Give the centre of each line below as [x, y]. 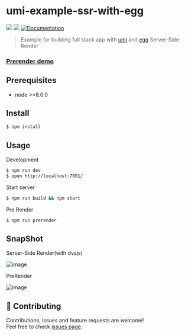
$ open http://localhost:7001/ [45, 176]
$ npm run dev [24, 171]
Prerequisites [31, 80]
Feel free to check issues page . [44, 327]
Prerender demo [30, 61]
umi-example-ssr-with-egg [75, 11]
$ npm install [24, 127]
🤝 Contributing [34, 306]
